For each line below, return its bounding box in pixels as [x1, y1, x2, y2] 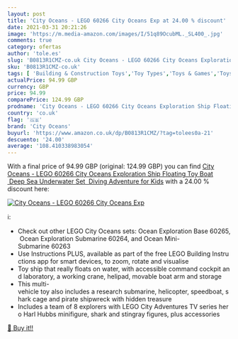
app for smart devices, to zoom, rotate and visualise [37, 257, 189, 266]
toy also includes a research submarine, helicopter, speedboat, [40, 287, 225, 296]
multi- [31, 280, 50, 289]
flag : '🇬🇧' [7, 116, 42, 123]
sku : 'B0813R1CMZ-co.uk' [7, 63, 81, 70]
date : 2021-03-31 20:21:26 [7, 23, 87, 31]
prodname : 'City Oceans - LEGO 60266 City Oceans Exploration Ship [7, 103, 211, 110]
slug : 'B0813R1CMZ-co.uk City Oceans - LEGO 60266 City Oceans [7, 57, 198, 64]
